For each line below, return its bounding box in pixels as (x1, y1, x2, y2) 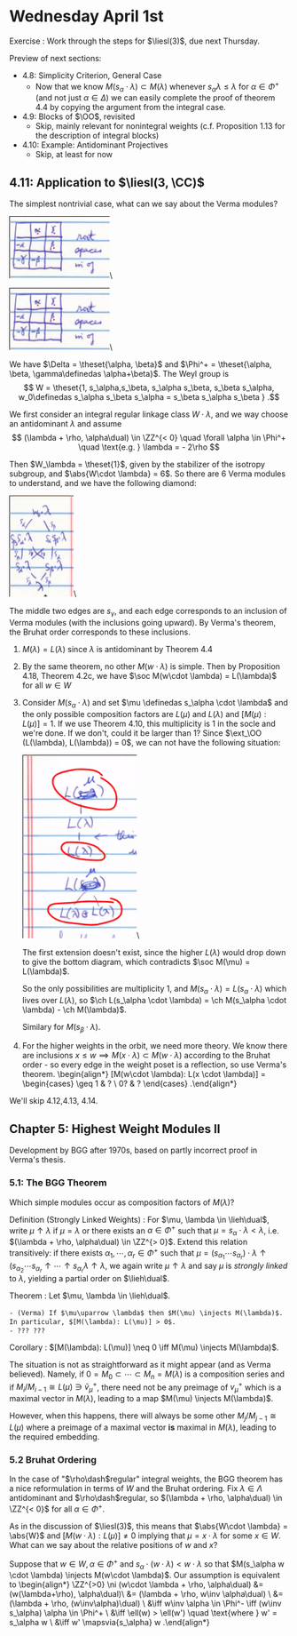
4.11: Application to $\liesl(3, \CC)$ (9, 175, 206, 190)
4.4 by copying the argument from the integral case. (35, 102, 226, 113)
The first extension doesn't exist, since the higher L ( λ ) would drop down (21, 946, 286, 957)
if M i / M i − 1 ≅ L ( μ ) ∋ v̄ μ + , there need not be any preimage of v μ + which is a (9, 1380, 282, 1394)
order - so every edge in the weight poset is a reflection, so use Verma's (21, 1059, 287, 1070)
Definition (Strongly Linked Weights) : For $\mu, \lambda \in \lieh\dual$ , (9, 1214, 270, 1225)
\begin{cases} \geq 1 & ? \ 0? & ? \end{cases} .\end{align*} (21, 1078, 238, 1089)
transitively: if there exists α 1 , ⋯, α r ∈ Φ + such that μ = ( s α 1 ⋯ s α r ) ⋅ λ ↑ (9, 1246, 267, 1261)
